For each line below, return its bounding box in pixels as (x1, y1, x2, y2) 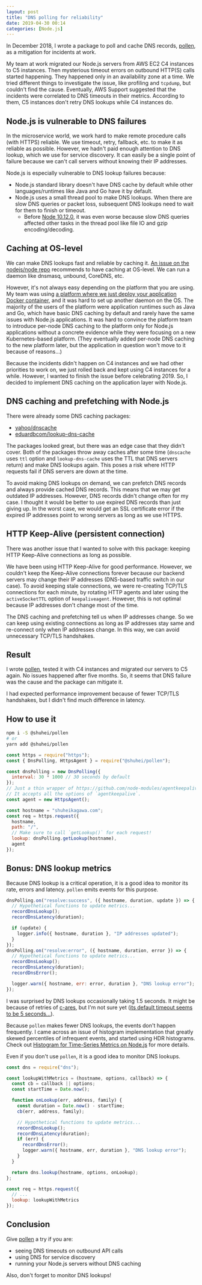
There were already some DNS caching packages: (6, 412, 131, 419)
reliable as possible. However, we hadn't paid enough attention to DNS (6, 145, 181, 152)
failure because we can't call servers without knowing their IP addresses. (6, 158, 188, 165)
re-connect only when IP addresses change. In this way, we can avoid (6, 626, 180, 633)
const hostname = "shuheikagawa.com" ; (6, 807, 103, 814)
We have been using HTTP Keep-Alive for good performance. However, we (6, 563, 192, 570)
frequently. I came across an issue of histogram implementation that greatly (6, 1028, 194, 1035)
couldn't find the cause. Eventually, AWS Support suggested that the (6, 86, 176, 93)
